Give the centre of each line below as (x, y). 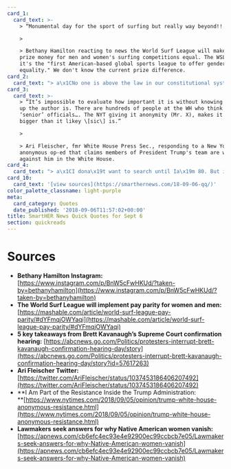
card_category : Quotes (46, 203)
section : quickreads (37, 223)
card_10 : (20, 178)
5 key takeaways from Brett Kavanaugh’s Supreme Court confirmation (119, 334)
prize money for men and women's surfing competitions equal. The (117, 58)
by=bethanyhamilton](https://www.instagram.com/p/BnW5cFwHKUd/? (117, 290)
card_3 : (18, 89)
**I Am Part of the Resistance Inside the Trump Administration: (107, 392)
